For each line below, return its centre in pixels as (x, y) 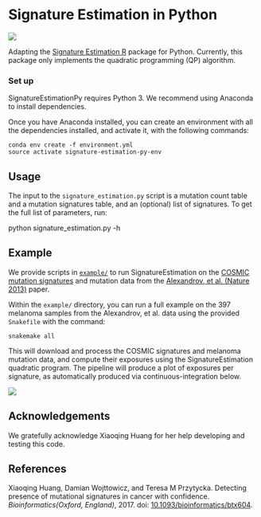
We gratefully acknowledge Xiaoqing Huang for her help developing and (127, 435)
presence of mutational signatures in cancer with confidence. (109, 496)
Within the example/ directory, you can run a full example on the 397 (119, 304)
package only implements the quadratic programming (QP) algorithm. (122, 60)
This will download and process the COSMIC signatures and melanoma (125, 351)
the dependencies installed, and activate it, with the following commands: (129, 131)
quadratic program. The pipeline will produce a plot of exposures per (121, 367)
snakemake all (32, 336)
